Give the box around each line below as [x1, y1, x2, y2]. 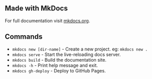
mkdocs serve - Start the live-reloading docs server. [12, 51, 121, 58]
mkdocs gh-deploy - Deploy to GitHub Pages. [12, 67, 106, 73]
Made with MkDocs [5, 4, 68, 13]
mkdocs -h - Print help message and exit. [12, 62, 98, 68]
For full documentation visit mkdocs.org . [5, 17, 90, 23]
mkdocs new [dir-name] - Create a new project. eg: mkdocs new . [12, 46, 148, 52]
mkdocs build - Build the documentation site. [12, 57, 107, 63]
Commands [5, 33, 43, 41]
